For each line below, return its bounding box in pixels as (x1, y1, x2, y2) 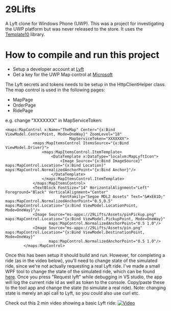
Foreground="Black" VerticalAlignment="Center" (5, 190, 109, 195)
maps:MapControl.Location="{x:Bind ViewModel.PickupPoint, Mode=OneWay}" (5, 216, 166, 221)
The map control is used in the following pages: (5, 87, 106, 93)
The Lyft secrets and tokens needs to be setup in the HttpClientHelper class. (5, 81, 166, 87)
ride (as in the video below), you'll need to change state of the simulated (5, 257, 158, 264)
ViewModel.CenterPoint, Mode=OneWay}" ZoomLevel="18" (5, 132, 123, 137)
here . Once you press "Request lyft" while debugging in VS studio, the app (5, 274, 162, 280)
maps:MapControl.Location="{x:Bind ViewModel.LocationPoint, (5, 203, 138, 208)
